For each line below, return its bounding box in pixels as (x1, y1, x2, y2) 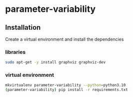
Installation (5, 23, 41, 32)
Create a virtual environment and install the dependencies (5, 36, 124, 42)
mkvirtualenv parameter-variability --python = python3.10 (5, 83, 126, 88)
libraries (5, 48, 26, 55)
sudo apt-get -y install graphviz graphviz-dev (5, 60, 106, 65)
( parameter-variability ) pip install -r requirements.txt (5, 88, 128, 93)
